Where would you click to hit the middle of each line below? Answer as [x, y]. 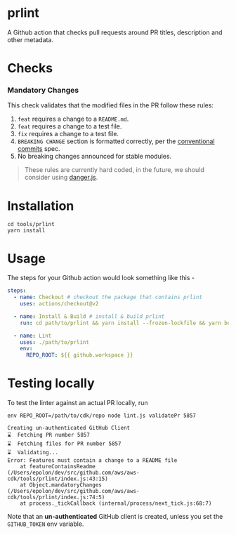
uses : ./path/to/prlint [55, 342]
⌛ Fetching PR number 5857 [48, 435]
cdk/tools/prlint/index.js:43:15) [58, 479]
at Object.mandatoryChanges [61, 485]
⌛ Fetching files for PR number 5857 [64, 444]
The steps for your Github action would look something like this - [101, 278]
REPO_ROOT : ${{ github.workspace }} [79, 355]
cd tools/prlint [31, 225]
